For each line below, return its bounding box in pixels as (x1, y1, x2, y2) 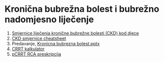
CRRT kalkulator (11, 46, 45, 52)
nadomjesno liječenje (4, 14, 94, 25)
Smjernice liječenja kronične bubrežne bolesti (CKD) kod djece (11, 30, 139, 36)
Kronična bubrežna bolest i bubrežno (4, 3, 160, 15)
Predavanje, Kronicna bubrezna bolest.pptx (11, 40, 100, 46)
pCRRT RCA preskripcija (11, 51, 62, 57)
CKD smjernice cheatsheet (11, 35, 66, 41)
